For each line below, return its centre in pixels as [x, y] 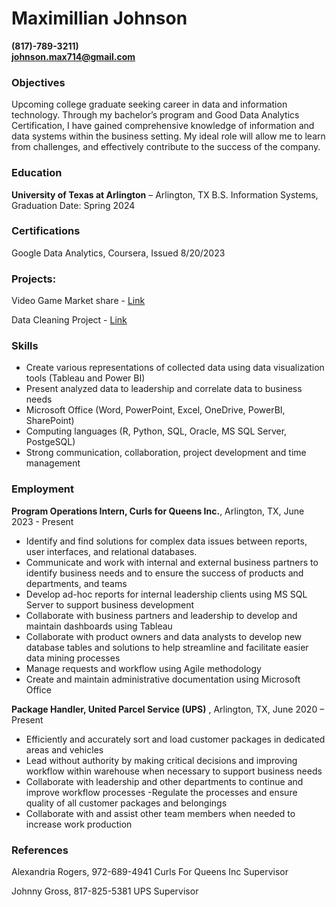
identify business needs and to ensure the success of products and [164, 573]
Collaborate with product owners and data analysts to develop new [164, 636]
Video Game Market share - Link [78, 301]
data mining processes [73, 658]
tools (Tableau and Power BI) [85, 378]
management [53, 463]
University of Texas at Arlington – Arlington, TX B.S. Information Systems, [165, 194]
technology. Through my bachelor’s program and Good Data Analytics [155, 115]
